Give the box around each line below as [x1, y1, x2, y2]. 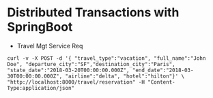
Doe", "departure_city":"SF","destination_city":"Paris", [7, 61, 175, 67]
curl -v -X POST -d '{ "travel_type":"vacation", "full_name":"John [7, 54, 206, 62]
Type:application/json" [7, 84, 75, 91]
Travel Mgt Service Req [16, 42, 83, 50]
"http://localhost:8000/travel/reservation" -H [7, 78, 145, 86]
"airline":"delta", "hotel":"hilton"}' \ [65, 73, 185, 80]
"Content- [147, 78, 175, 86]
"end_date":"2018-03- [132, 67, 194, 73]
